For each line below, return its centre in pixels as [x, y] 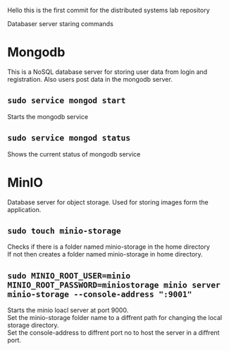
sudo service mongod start [67, 100]
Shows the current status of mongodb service [74, 154]
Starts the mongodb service [48, 116]
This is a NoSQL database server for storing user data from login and [107, 72]
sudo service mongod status [69, 138]
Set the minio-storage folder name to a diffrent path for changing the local [115, 318]
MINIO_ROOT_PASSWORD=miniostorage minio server [114, 285]
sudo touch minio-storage [64, 230]
